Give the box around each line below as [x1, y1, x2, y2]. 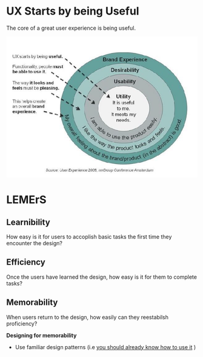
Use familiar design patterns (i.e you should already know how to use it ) [15, 343, 196, 350]
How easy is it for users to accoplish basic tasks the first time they [6, 233, 172, 240]
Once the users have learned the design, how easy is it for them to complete [6, 273, 197, 280]
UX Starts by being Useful [6, 4, 139, 18]
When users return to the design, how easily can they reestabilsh [6, 313, 168, 321]
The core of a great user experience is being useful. [6, 24, 136, 32]
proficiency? [6, 320, 38, 327]
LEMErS [6, 193, 47, 207]
